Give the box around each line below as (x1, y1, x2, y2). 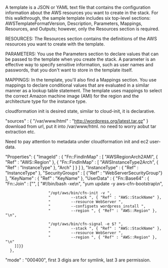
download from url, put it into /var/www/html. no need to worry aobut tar (5, 124, 157, 129)
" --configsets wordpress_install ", (48, 204, 146, 209)
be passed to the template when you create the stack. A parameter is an (5, 56, 156, 62)
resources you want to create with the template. (5, 41, 105, 47)
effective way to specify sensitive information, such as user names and (5, 62, 153, 67)
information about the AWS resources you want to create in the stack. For (5, 10, 158, 16)
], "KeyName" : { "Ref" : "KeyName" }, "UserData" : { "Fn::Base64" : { (5, 175, 149, 181)
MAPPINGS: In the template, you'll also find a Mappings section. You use (5, 77, 157, 83)
